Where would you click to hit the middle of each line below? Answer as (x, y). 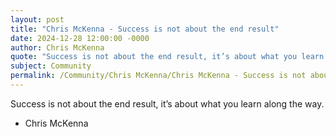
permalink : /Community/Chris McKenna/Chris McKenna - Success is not (158, 76)
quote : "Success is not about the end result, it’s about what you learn (167, 57)
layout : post (37, 19)
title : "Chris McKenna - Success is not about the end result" (145, 29)
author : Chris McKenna (57, 47)
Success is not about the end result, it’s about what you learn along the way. (167, 103)
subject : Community (51, 66)
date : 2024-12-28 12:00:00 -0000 (80, 38)
